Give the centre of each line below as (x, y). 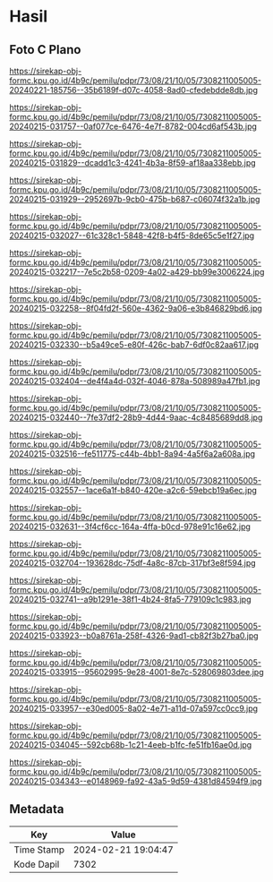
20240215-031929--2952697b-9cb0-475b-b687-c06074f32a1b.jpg (135, 199)
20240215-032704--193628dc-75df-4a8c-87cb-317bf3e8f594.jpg (133, 563)
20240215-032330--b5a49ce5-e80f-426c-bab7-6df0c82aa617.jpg (134, 345)
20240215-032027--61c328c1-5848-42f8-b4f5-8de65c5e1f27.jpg (132, 235)
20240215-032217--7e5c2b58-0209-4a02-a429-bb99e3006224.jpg (137, 272)
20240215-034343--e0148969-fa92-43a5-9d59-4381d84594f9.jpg (136, 781)
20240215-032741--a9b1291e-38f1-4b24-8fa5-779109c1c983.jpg (131, 599)
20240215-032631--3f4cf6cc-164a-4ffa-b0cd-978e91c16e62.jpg (130, 527)
